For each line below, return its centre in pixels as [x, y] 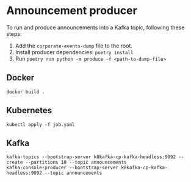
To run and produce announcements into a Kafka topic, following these [95, 27]
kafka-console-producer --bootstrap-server [63, 168]
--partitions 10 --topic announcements [76, 163]
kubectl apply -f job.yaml [41, 124]
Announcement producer [72, 11]
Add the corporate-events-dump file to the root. [74, 46]
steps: [14, 33]
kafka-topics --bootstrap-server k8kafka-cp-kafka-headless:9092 [91, 157]
